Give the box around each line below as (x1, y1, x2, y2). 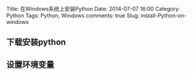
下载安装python (6, 37, 66, 47)
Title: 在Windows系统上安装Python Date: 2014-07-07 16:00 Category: (6, 5, 180, 12)
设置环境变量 (6, 59, 55, 70)
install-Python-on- (140, 12, 187, 19)
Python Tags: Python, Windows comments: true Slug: (6, 12, 140, 19)
